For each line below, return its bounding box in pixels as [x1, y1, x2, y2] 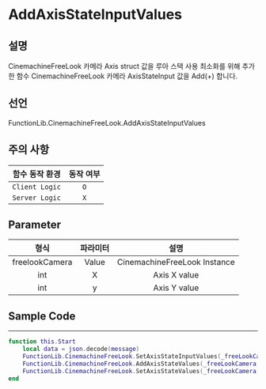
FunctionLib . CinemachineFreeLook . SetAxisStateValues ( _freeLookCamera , [22, 367, 260, 375]
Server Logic [12, 193, 62, 202]
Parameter [8, 218, 62, 232]
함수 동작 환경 [12, 168, 61, 179]
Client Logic [12, 182, 62, 191]
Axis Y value [153, 282, 199, 293]
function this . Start [8, 338, 77, 346]
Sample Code [8, 309, 76, 323]
